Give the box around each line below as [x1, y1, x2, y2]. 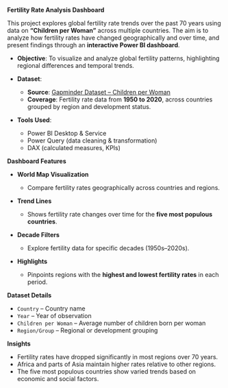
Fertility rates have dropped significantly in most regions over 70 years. [16, 353, 218, 361]
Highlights [16, 257, 48, 265]
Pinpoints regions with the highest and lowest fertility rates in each [27, 271, 219, 278]
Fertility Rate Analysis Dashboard [7, 6, 105, 14]
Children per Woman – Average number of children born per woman [16, 319, 206, 327]
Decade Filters [16, 231, 60, 239]
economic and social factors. [16, 375, 99, 383]
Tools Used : [16, 116, 52, 124]
